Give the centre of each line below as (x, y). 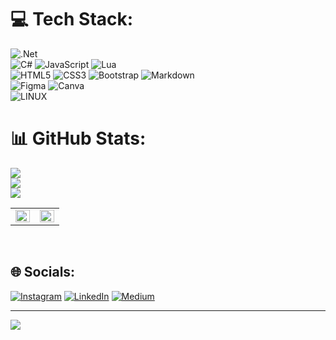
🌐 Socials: (43, 272)
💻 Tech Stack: (72, 19)
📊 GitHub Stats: (78, 138)
